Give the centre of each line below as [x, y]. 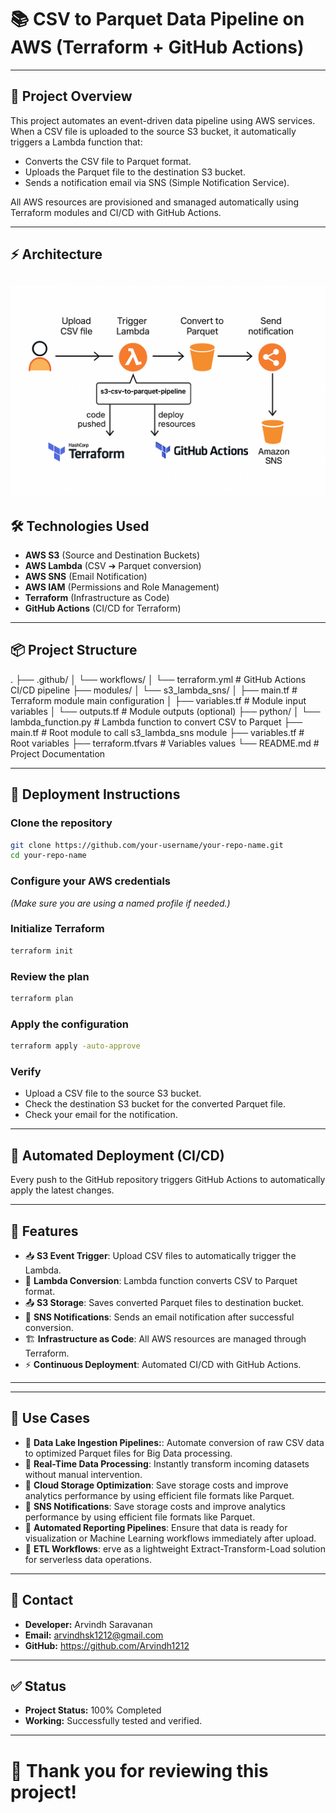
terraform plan [42, 999]
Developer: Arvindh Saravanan [88, 1624]
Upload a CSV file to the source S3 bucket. [113, 1093]
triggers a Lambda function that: [76, 142]
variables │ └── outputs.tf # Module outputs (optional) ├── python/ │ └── [165, 711]
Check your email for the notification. [101, 1115]
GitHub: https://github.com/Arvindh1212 [107, 1645]
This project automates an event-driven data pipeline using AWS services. [163, 120]
